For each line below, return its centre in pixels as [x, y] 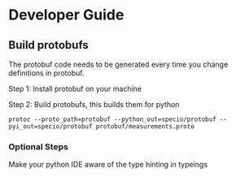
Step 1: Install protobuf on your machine [75, 88]
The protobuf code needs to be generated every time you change [118, 64]
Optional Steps [39, 146]
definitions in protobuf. [46, 73]
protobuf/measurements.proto [145, 127]
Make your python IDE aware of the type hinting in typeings [108, 165]
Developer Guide [66, 15]
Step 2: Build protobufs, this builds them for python [94, 104]
